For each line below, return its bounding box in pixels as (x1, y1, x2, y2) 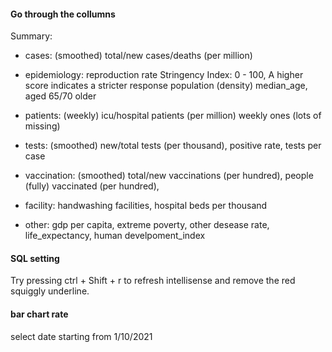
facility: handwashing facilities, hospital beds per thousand (24, 200, 268, 212)
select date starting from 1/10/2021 (10, 330, 153, 342)
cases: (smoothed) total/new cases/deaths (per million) (24, 50, 253, 62)
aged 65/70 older (24, 90, 97, 102)
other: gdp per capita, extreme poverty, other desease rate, (24, 219, 270, 231)
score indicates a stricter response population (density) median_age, (24, 80, 308, 92)
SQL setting (10, 252, 60, 264)
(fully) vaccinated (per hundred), (24, 180, 160, 192)
